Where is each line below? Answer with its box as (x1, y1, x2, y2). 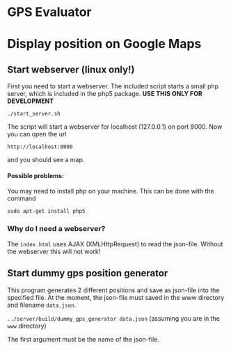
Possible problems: (7, 171, 65, 180)
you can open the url (7, 130, 67, 138)
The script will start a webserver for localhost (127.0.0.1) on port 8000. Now (7, 122, 223, 131)
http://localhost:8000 (7, 143, 73, 150)
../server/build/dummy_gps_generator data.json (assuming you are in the (7, 314, 221, 322)
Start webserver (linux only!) (7, 63, 135, 75)
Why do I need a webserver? (7, 224, 106, 234)
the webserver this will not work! (7, 247, 101, 255)
